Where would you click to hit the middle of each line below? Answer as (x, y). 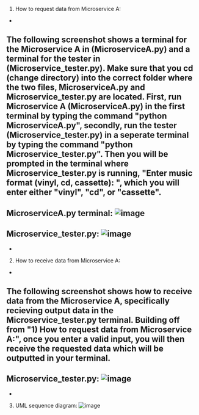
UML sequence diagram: (46, 405)
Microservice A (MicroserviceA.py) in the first (96, 106)
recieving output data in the (60, 310)
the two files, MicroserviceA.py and (76, 88)
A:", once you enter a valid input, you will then (96, 339)
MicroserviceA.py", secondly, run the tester (92, 125)
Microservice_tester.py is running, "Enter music (99, 173)
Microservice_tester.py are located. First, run (94, 97)
